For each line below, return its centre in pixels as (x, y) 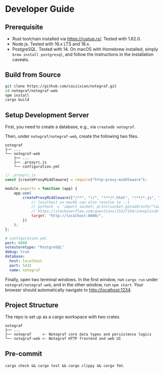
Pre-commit (24, 354)
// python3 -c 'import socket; (63, 207)
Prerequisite (24, 27)
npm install (17, 95)
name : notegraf (25, 270)
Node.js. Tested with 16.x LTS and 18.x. (51, 44)
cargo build (17, 100)
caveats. (21, 59)
